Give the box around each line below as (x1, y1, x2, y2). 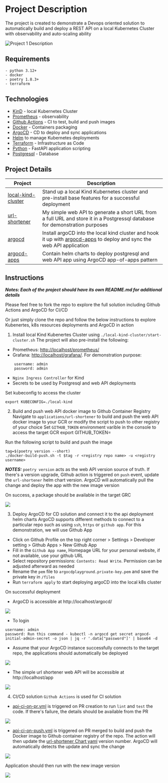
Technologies (5, 95, 49, 103)
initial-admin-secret (5, 636, 50, 641)
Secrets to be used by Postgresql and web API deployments (12, 380, 136, 386)
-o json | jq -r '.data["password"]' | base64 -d (52, 636, 157, 641)
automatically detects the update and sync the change (12, 743, 125, 749)
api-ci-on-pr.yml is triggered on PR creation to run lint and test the (12, 703, 153, 709)
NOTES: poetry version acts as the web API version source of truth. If (5, 466, 150, 472)
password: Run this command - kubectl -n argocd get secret (5, 631, 133, 637)
